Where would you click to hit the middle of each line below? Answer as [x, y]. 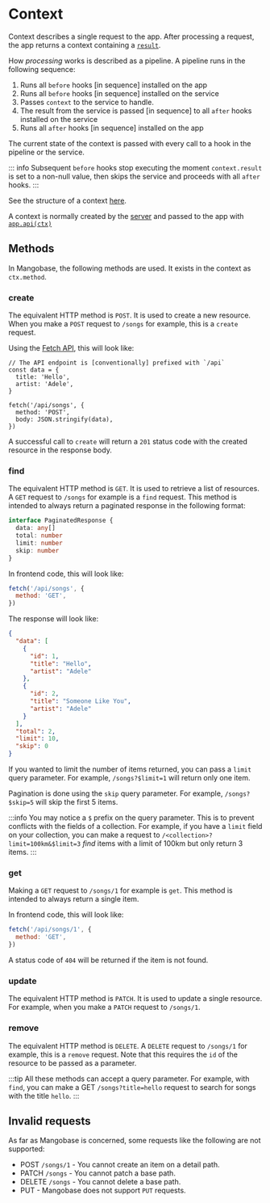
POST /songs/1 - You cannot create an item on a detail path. [120, 1165]
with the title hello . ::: [44, 1096]
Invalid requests [50, 1121]
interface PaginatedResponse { [61, 521]
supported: [27, 1149]
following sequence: [42, 69]
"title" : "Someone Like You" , [80, 701]
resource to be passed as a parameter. [73, 1062]
